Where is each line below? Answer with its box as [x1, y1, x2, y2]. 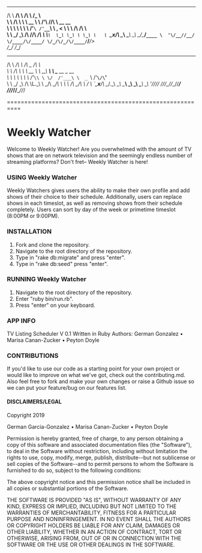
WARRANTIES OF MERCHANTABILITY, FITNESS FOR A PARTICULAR [7, 509, 176, 516]
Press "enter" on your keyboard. [15, 301, 95, 309]
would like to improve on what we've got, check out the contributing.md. [7, 372, 186, 379]
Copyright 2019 [7, 411, 45, 419]
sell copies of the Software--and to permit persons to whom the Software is [7, 460, 194, 467]
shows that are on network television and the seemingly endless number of [7, 151, 192, 159]
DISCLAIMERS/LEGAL [7, 398, 62, 405]
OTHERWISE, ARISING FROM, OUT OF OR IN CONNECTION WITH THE [7, 534, 182, 542]
